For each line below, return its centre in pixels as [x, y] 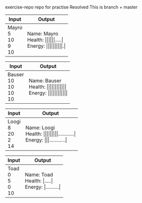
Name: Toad [39, 175]
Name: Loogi [40, 128]
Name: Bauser [45, 81]
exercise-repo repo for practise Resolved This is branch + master [71, 7]
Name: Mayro [43, 34]
